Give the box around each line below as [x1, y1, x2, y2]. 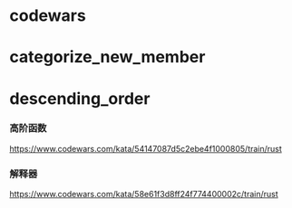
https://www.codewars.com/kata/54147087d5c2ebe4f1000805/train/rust [9, 143, 283, 154]
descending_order [9, 88, 151, 109]
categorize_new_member [9, 47, 206, 68]
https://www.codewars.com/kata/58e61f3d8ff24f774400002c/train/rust [9, 189, 278, 200]
